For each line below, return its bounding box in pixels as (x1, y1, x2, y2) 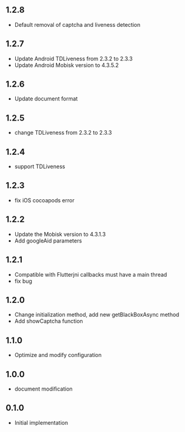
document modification (14, 385, 73, 392)
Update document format (14, 95, 78, 102)
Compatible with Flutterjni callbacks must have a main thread (14, 271, 167, 278)
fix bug (14, 277, 33, 285)
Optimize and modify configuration (14, 352, 102, 359)
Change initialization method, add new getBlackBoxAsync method (14, 311, 180, 319)
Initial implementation (14, 419, 69, 426)
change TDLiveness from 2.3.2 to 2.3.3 (14, 129, 112, 136)
